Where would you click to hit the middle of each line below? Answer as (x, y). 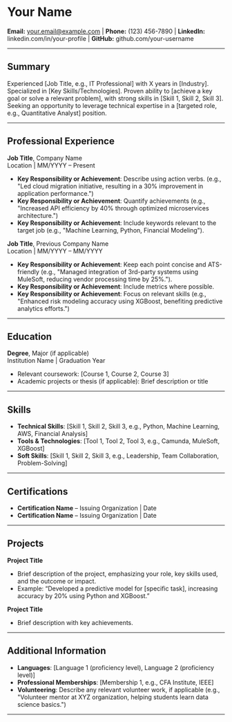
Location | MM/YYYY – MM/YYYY (55, 251)
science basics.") (42, 704)
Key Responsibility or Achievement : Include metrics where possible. (116, 286)
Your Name (40, 12)
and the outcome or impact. (57, 581)
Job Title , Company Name (45, 158)
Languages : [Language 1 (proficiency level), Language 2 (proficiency (116, 667)
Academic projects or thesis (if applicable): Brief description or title (113, 381)
